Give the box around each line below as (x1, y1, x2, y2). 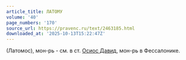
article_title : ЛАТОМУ (6, 8, 63, 15)
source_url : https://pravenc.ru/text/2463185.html (6, 25, 135, 31)
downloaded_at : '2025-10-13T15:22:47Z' (6, 31, 106, 37)
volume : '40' (6, 14, 39, 20)
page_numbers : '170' (6, 20, 58, 26)
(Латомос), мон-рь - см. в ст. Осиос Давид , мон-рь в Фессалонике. (6, 47, 181, 54)
